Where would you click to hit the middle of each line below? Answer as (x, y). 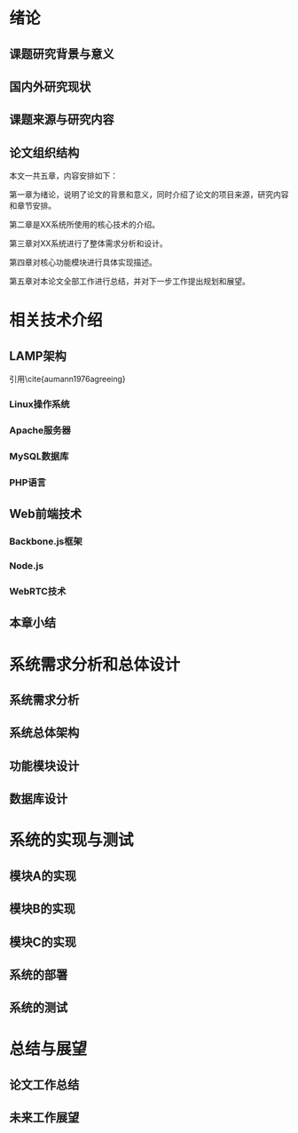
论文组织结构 (44, 152)
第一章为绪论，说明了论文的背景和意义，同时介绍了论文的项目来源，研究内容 (149, 195)
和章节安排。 (32, 206)
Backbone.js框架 (46, 541)
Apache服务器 (40, 430)
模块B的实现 (42, 909)
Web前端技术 (46, 514)
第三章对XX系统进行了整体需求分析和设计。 (89, 243)
